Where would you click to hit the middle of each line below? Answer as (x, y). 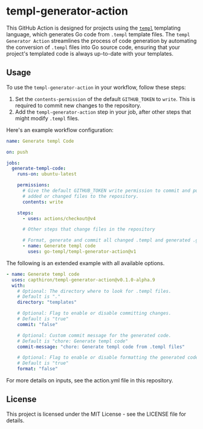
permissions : (34, 185)
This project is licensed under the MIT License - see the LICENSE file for (96, 414)
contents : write (43, 202)
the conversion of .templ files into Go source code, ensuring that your (93, 47)
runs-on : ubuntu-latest (47, 174)
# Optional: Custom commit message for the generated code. (94, 335)
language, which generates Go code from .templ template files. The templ (98, 34)
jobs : (13, 163)
